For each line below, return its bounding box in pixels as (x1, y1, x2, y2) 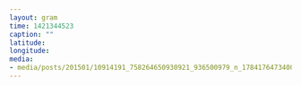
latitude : (9, 38, 47, 47)
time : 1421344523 (9, 21, 74, 30)
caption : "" (9, 30, 54, 39)
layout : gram (9, 13, 58, 22)
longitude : (9, 47, 50, 56)
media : (9, 55, 34, 64)
